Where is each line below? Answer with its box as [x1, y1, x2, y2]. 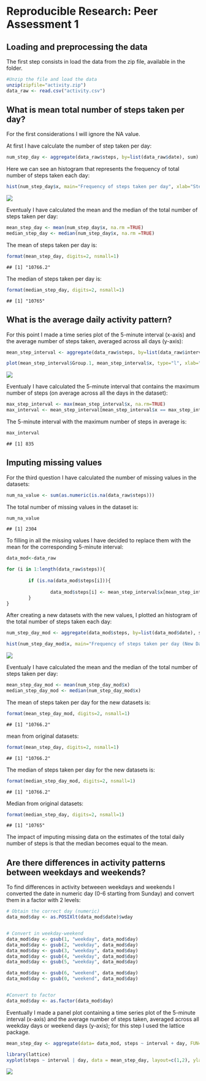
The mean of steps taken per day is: [6, 241, 97, 249]
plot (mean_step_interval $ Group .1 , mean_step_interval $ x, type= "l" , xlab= [6, 360, 199, 366]
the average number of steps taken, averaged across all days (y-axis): [6, 337, 183, 344]
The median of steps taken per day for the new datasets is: [6, 766, 155, 773]
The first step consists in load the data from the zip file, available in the [6, 58, 186, 65]
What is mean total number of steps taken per [6, 105, 185, 115]
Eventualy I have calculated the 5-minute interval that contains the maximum [6, 383, 200, 390]
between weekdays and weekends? [6, 867, 146, 878]
